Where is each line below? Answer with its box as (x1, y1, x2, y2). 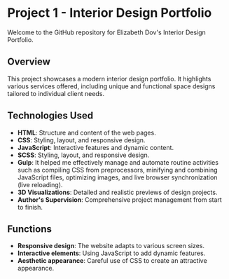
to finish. (17, 203, 43, 211)
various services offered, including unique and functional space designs (7, 82, 216, 90)
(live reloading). (17, 180, 63, 189)
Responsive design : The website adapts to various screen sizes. (17, 242, 205, 250)
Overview (7, 56, 51, 68)
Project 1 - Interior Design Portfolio (7, 5, 212, 21)
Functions (7, 223, 53, 235)
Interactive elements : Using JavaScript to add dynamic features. (17, 249, 206, 257)
